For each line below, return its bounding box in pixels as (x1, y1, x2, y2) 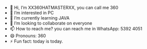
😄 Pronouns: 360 (9, 33, 46, 39)
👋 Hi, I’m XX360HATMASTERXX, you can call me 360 (9, 5, 119, 10)
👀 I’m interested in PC (9, 10, 54, 16)
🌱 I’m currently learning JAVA (9, 15, 70, 21)
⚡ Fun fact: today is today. (9, 38, 63, 44)
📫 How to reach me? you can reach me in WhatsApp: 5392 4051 (9, 26, 143, 31)
